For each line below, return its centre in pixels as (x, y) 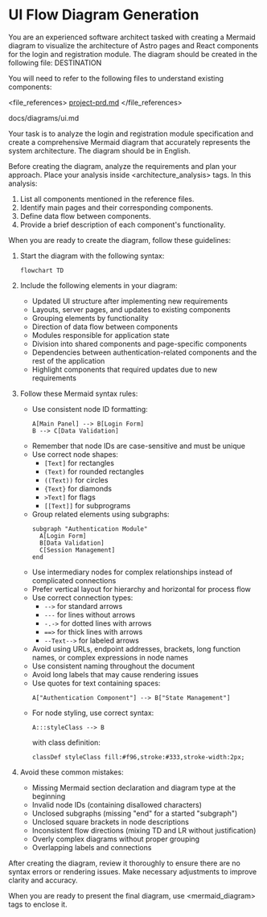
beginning (49, 796)
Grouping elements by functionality (90, 318)
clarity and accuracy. (43, 880)
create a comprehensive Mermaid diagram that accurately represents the (129, 142)
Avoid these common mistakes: (72, 772)
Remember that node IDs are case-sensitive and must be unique (138, 446)
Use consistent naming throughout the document (113, 666)
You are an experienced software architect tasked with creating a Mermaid (132, 37)
